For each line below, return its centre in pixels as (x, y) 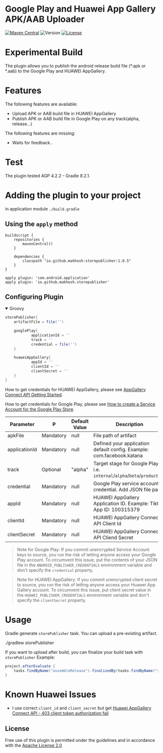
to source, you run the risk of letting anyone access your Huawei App (86, 584)
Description (130, 424)
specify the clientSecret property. (51, 600)
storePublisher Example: (30, 657)
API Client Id (107, 523)
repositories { (29, 240)
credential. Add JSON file (122, 489)
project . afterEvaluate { (30, 666)
